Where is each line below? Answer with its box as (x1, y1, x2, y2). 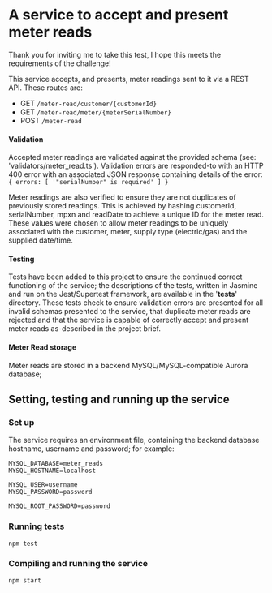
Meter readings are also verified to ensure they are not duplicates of (8, 192, 237, 202)
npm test (8, 539, 38, 548)
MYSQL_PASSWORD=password (8, 488, 93, 496)
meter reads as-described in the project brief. (8, 324, 161, 333)
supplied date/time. (8, 235, 73, 245)
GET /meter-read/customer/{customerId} (19, 98, 157, 108)
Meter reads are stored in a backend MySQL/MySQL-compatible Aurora (8, 360, 248, 370)
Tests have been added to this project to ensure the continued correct (8, 272, 243, 281)
